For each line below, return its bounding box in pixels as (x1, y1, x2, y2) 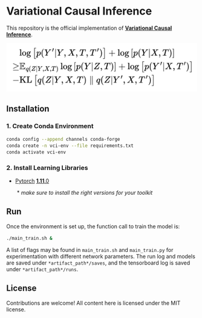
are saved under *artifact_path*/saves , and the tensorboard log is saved (6, 259, 191, 266)
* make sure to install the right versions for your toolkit (17, 189, 153, 196)
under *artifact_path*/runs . (6, 265, 79, 272)
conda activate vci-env (6, 149, 67, 155)
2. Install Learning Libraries (6, 163, 88, 172)
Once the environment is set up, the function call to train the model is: (6, 223, 180, 230)
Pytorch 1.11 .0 (15, 177, 50, 184)
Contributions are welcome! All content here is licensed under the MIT (6, 299, 181, 306)
